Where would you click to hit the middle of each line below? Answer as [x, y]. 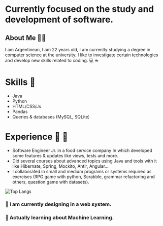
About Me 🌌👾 [26, 38]
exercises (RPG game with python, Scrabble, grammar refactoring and [83, 177]
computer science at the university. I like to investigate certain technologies [82, 55]
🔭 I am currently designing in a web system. [58, 204]
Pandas [20, 112]
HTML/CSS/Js [27, 106]
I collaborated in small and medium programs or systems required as [82, 171]
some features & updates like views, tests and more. [65, 155]
